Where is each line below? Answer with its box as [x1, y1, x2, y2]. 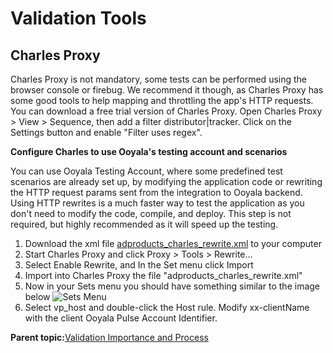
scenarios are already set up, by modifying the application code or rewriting [10, 176, 323, 187]
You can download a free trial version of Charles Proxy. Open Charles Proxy [10, 105, 323, 117]
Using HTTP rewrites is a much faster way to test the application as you [10, 197, 305, 209]
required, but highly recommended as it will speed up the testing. [10, 218, 279, 230]
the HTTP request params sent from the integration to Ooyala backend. [10, 187, 303, 198]
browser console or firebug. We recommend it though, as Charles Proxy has [10, 84, 324, 96]
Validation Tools [10, 7, 147, 30]
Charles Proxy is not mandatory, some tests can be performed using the [10, 73, 308, 85]
